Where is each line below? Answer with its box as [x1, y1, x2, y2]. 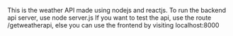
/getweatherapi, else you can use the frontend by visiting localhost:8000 [7, 21, 220, 29]
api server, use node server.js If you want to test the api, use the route [7, 13, 212, 22]
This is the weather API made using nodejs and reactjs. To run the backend [7, 6, 227, 14]
